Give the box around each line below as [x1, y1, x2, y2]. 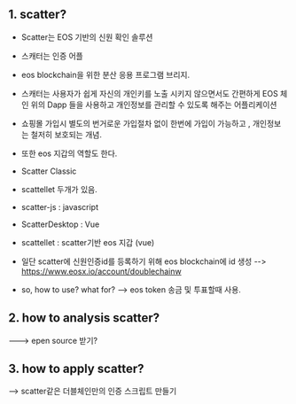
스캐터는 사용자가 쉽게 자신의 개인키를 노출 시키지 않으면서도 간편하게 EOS [20, 88, 278, 98]
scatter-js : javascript [20, 201, 99, 212]
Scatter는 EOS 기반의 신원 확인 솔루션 [20, 31, 153, 43]
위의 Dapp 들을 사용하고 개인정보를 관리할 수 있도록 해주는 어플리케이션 [30, 99, 277, 110]
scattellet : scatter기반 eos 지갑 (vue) [20, 237, 155, 247]
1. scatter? [8, 7, 67, 22]
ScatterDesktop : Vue [20, 219, 100, 229]
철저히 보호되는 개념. [30, 128, 103, 140]
